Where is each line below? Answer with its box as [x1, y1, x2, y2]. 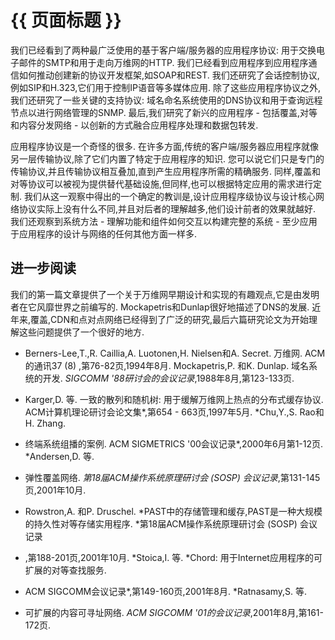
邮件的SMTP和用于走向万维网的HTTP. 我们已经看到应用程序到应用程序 [18, 56, 309, 68]
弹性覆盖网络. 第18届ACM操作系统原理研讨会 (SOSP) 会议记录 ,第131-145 [24, 471, 321, 483]
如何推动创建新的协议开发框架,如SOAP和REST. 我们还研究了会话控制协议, [18, 69, 320, 81]
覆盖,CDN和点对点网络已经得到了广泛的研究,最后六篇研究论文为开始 [30, 313, 309, 325]
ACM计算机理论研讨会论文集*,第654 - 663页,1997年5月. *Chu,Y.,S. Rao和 [24, 406, 325, 418]
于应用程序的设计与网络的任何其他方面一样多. [10, 227, 198, 240]
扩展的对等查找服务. [24, 564, 107, 576]
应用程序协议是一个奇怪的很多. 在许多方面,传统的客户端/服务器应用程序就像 [10, 140, 320, 152]
